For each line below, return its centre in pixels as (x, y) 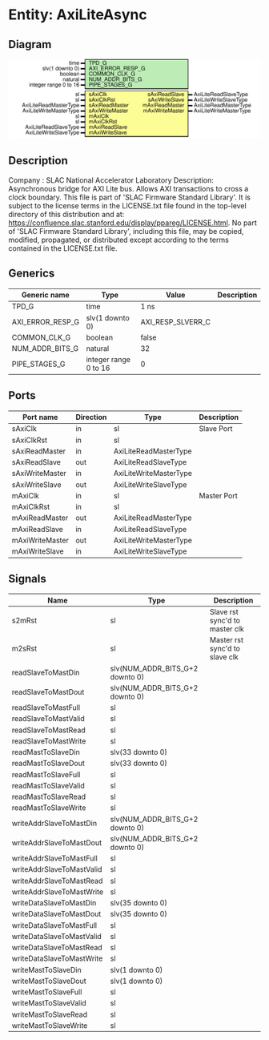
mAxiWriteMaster (40, 540)
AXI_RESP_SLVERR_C (175, 322)
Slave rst (224, 612)
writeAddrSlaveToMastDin (54, 824)
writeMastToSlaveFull (47, 992)
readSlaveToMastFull (46, 707)
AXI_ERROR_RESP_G (46, 322)
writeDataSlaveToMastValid (56, 936)
